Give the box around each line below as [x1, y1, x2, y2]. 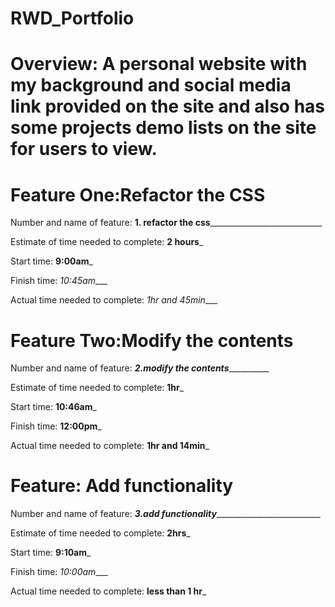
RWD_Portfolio [10, 7, 135, 30]
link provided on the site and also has [10, 95, 326, 118]
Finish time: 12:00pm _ [10, 420, 102, 432]
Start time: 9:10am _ [10, 547, 92, 559]
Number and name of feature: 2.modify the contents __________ [10, 362, 270, 374]
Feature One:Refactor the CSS [10, 183, 266, 206]
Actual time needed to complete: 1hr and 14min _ [10, 440, 210, 452]
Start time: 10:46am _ [10, 401, 97, 413]
